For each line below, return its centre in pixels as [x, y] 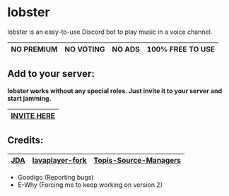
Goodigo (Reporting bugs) [55, 177]
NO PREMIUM [34, 49]
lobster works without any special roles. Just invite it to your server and [115, 91]
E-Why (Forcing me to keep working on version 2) [90, 185]
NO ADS [126, 49]
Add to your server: [51, 74]
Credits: [25, 141]
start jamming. [29, 98]
